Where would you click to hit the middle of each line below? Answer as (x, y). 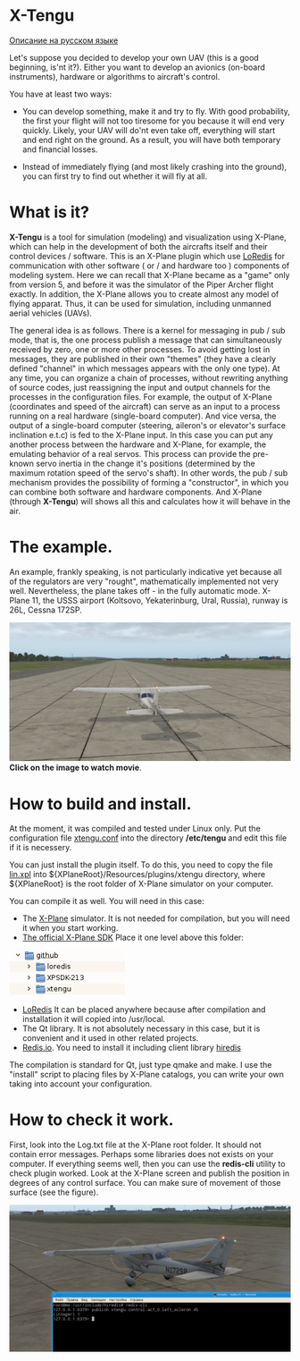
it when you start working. (70, 928)
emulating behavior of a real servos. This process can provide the (130, 453)
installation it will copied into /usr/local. (94, 1019)
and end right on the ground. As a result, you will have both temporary (151, 139)
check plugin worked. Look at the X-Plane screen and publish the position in (150, 1173)
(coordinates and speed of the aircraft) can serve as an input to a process (145, 406)
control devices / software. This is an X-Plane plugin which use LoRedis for (147, 256)
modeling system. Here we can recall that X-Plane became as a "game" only (150, 275)
